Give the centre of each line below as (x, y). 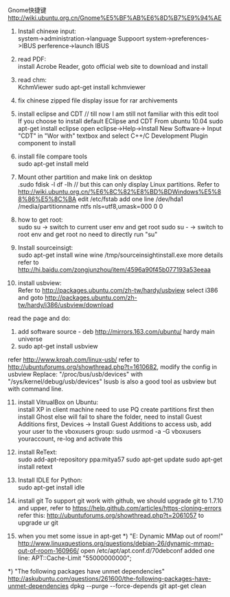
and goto (31, 297)
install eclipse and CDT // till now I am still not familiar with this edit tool (118, 114)
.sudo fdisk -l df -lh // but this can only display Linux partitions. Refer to (118, 184)
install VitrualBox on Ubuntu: (58, 402)
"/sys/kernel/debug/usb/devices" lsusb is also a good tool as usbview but (112, 381)
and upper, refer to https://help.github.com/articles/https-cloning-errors (119, 508)
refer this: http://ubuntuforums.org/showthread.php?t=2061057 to (111, 515)
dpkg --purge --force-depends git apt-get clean (138, 586)
